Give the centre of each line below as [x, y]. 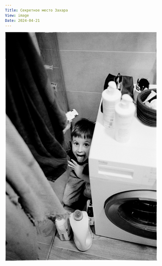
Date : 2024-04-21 [22, 20]
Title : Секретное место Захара [37, 10]
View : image [17, 15]
